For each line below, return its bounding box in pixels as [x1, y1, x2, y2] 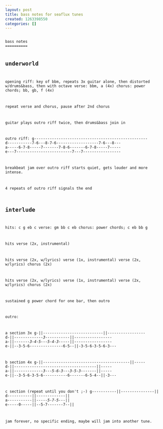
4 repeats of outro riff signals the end [5, 186, 92, 191]
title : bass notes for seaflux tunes [5, 12, 83, 17]
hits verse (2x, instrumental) [5, 241, 70, 246]
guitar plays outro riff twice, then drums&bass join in [5, 120, 126, 125]
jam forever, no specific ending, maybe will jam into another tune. [5, 419, 153, 424]
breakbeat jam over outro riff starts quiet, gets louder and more [5, 165, 148, 171]
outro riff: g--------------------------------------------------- [5, 136, 148, 141]
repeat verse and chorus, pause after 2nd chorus [5, 104, 110, 109]
